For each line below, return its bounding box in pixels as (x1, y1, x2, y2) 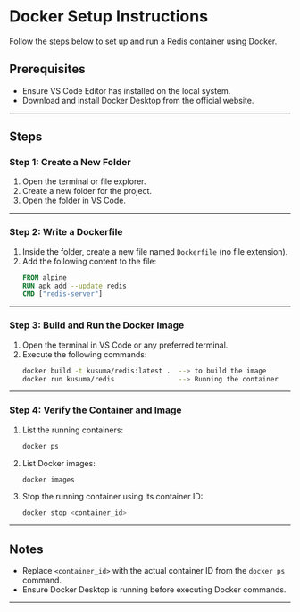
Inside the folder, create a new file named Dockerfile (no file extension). (21, 246, 288, 256)
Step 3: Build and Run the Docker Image (9, 319, 185, 331)
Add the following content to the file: (21, 256, 157, 266)
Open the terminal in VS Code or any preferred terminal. (21, 340, 229, 350)
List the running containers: (21, 424, 123, 435)
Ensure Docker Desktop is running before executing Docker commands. (21, 584, 287, 595)
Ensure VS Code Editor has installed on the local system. (21, 85, 231, 96)
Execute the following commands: (21, 348, 147, 359)
